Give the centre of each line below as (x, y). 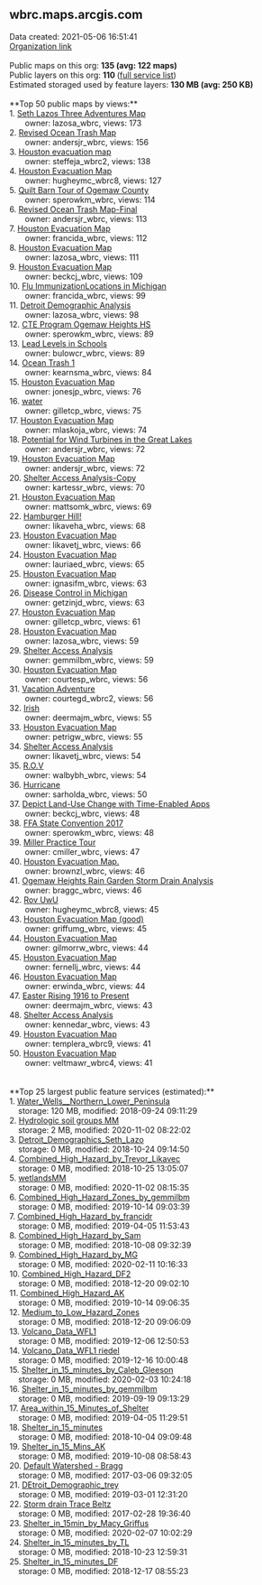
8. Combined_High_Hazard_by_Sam (75, 1235)
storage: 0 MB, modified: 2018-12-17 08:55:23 (103, 1571)
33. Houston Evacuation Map (63, 727)
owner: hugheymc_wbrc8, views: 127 (93, 181)
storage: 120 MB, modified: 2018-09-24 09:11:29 (108, 1110)
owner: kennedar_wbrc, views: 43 (87, 1024)
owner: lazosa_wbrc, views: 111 (82, 257)
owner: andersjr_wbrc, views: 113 (86, 218)
